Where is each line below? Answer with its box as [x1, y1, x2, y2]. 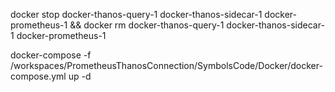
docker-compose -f [10, 49, 92, 61]
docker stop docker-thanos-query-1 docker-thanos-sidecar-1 [10, 9, 263, 20]
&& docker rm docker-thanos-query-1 [69, 19, 225, 31]
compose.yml [10, 70, 67, 82]
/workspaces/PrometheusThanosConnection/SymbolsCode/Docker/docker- [10, 60, 323, 71]
